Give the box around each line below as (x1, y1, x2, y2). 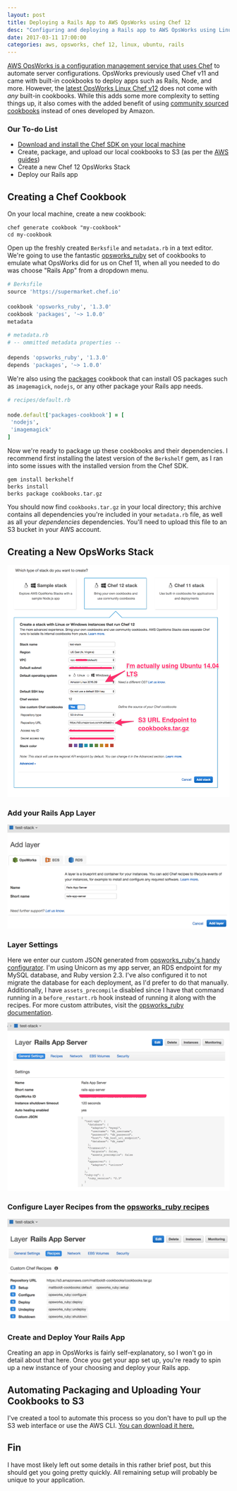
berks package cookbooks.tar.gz (7, 490, 102, 498)
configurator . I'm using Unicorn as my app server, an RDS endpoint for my (7, 963, 222, 972)
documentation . (7, 1009, 54, 1017)
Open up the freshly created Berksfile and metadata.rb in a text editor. (7, 244, 214, 253)
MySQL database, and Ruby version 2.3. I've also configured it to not (7, 971, 207, 980)
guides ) (17, 156, 40, 164)
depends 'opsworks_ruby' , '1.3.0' (7, 354, 109, 361)
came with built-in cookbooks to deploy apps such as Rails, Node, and (7, 76, 212, 85)
